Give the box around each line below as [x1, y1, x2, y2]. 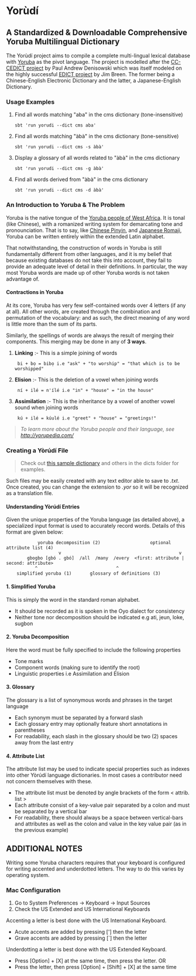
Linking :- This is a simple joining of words [14, 349, 118, 356]
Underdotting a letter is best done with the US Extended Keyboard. [6, 946, 167, 953]
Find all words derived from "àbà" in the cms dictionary [14, 176, 148, 183]
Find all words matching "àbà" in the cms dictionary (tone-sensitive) [14, 133, 179, 140]
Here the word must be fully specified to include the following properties [6, 646, 181, 653]
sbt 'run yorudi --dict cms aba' [14, 122, 97, 128]
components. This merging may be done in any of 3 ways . [6, 338, 147, 345]
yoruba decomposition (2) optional [37, 540, 171, 546]
